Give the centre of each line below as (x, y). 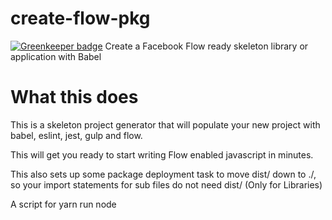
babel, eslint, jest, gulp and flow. (76, 135)
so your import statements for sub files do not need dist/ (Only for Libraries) (166, 184)
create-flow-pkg (80, 18)
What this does (74, 97)
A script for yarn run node (63, 204)
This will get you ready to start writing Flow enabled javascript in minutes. (162, 154)
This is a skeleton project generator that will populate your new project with (165, 124)
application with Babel (56, 56)
